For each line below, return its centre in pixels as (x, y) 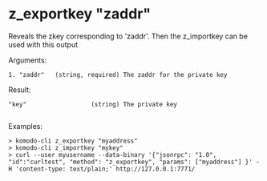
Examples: (25, 126)
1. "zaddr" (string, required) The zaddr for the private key (118, 74)
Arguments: (28, 60)
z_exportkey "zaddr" (79, 14)
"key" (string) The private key (93, 104)
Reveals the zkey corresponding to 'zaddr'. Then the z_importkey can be (128, 36)
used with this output (43, 44)
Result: (20, 90)
